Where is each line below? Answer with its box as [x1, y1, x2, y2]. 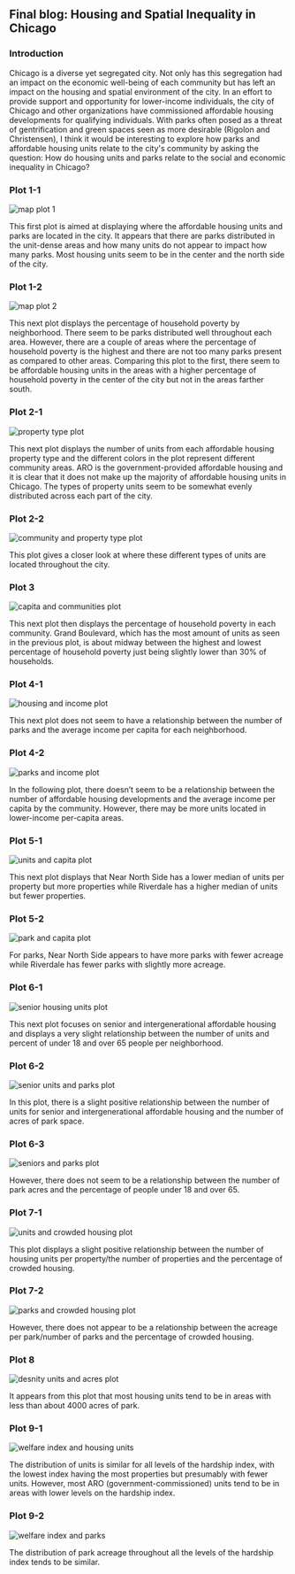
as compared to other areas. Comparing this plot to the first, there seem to [9, 356, 280, 366]
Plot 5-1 [9, 834, 42, 846]
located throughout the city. [9, 559, 110, 569]
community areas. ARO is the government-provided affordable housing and [9, 462, 284, 473]
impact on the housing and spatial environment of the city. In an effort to [9, 86, 272, 96]
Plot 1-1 [9, 183, 42, 196]
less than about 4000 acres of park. [9, 1400, 140, 1411]
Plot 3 [9, 581, 35, 593]
